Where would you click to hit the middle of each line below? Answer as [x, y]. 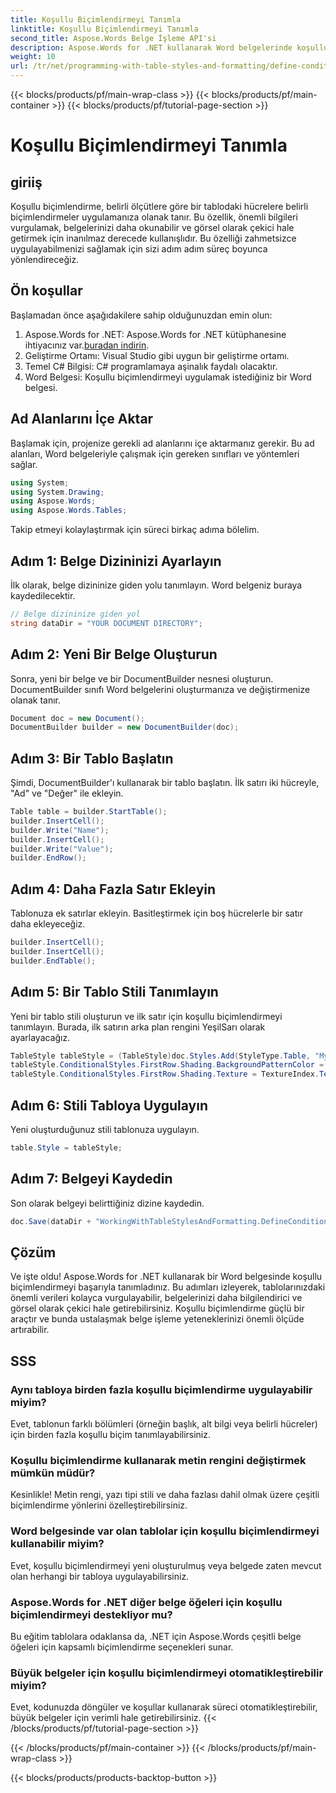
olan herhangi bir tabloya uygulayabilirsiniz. [100, 1576]
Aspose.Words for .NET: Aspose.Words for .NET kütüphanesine [155, 334]
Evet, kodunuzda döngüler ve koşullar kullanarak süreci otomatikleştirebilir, [164, 1707]
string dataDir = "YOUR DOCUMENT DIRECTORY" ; [106, 623]
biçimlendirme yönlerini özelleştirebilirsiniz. [99, 1505]
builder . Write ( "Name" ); [60, 830]
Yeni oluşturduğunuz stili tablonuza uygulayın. [105, 1129]
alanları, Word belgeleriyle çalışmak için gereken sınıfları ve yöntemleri [155, 453]
